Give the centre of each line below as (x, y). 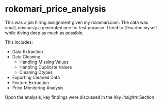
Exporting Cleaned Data (36, 77)
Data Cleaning (26, 56)
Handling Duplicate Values (46, 67)
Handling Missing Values (44, 62)
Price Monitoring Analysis (38, 87)
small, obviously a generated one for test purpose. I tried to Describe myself (81, 27)
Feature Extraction (31, 82)
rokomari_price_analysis (56, 9)
